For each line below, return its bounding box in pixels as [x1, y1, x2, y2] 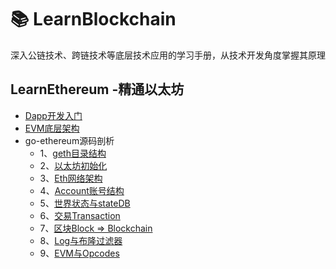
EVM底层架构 [24, 122, 80, 134]
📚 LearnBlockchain [10, 8, 177, 31]
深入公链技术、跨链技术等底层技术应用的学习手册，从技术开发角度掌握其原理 [10, 49, 326, 61]
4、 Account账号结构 [39, 184, 125, 196]
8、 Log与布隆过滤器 [39, 234, 123, 246]
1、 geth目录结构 [39, 147, 107, 159]
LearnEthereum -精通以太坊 [10, 81, 185, 98]
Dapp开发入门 [24, 109, 83, 121]
